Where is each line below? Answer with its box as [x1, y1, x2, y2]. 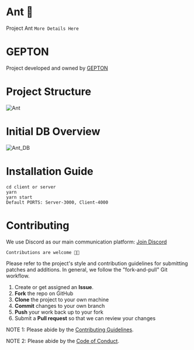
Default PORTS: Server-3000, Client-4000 [6, 199, 109, 205]
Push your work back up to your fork [14, 308, 103, 315]
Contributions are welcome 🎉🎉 [6, 249, 80, 255]
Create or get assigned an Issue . [14, 283, 93, 290]
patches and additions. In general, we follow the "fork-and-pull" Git [6, 266, 168, 273]
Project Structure [6, 85, 92, 98]
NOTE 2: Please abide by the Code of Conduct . [6, 337, 120, 344]
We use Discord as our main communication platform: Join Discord [6, 238, 167, 245]
